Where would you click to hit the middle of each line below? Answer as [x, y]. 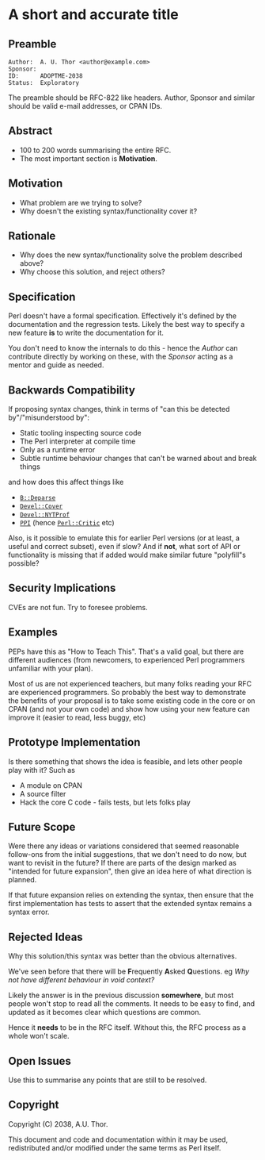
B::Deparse [38, 498]
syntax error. [29, 912]
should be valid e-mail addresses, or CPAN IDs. [85, 106]
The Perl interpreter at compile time [78, 441]
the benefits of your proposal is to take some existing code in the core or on [132, 701]
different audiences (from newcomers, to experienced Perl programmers [127, 659]
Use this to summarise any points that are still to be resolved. [108, 1080]
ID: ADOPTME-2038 [45, 76]
